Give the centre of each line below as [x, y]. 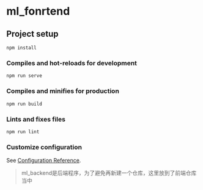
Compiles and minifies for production [63, 91]
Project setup [33, 34]
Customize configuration [44, 147]
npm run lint [23, 132]
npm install [21, 48]
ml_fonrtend [38, 11]
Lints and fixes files [36, 119]
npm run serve [24, 76]
